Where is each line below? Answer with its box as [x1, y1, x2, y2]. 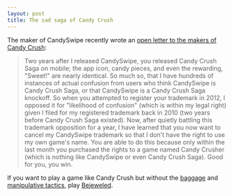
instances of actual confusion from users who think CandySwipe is [24, 79, 216, 87]
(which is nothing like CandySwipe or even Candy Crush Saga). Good [24, 152, 224, 161]
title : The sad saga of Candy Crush [7, 17, 113, 24]
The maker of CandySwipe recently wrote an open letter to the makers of [7, 35, 217, 44]
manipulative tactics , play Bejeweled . [7, 181, 113, 189]
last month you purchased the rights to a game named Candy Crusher [24, 145, 225, 154]
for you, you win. [24, 160, 73, 168]
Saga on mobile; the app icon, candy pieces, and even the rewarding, [24, 64, 223, 72]
